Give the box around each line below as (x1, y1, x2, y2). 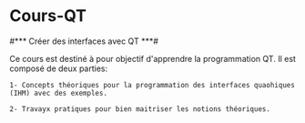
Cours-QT (9, 5, 87, 26)
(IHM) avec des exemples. (9, 88, 107, 97)
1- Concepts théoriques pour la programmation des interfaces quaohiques (9, 80, 296, 89)
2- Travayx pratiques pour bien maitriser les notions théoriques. (9, 104, 271, 114)
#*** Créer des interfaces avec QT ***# (9, 36, 159, 46)
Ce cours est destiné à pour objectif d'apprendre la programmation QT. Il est (9, 53, 296, 64)
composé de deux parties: (9, 63, 107, 74)
